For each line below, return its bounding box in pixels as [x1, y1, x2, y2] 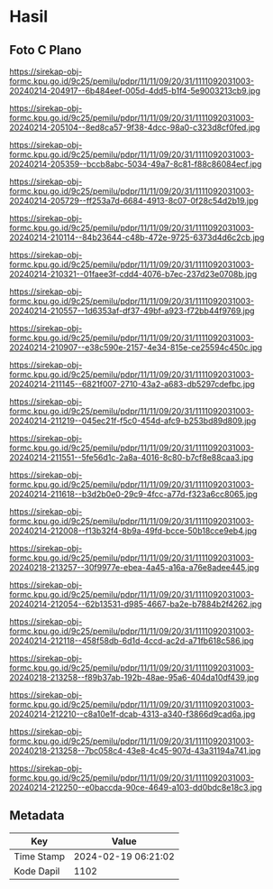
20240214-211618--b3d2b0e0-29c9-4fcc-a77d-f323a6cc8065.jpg [9, 489, 259, 499]
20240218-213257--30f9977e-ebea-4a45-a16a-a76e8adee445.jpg [9, 562, 259, 572]
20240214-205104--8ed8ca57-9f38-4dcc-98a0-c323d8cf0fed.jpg [9, 122, 260, 133]
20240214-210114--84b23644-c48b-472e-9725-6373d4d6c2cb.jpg [9, 232, 265, 243]
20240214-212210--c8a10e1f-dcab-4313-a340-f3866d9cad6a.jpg [9, 708, 256, 719]
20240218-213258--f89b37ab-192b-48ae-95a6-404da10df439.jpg [9, 672, 259, 682]
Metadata [9, 808, 65, 823]
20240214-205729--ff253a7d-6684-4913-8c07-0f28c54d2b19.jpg [9, 196, 259, 206]
